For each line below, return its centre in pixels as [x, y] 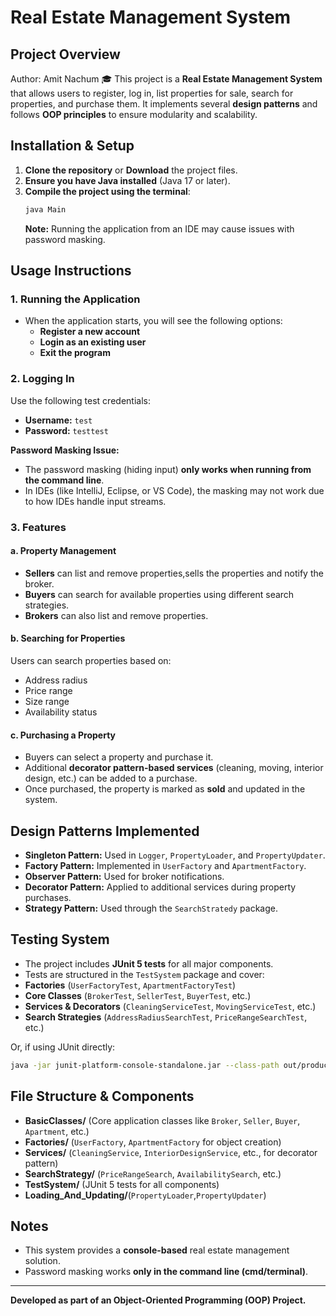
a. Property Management [63, 551]
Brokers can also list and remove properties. [116, 615]
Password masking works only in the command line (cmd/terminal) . [166, 1272]
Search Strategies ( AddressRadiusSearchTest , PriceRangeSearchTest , [166, 1017]
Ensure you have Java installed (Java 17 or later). [127, 180]
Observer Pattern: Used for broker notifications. [124, 877]
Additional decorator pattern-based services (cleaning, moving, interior [174, 768]
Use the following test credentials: [80, 400]
